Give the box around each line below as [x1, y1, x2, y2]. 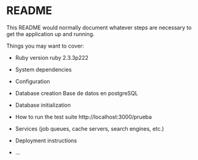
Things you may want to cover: [6, 42, 84, 49]
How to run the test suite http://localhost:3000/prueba [15, 113, 152, 120]
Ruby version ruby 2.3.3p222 [15, 54, 89, 61]
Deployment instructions [15, 137, 78, 144]
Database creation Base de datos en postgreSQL [15, 89, 139, 96]
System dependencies [15, 65, 72, 73]
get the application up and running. [6, 30, 95, 37]
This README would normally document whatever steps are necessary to [6, 24, 192, 31]
